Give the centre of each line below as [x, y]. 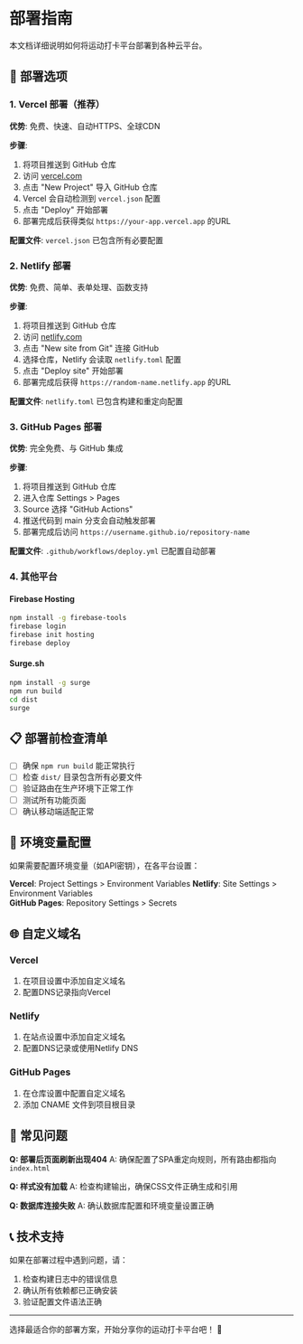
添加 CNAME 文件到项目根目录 [79, 1104]
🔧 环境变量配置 [50, 843]
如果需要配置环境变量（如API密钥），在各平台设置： [105, 866]
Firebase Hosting [42, 598]
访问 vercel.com [52, 175]
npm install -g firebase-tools [68, 618]
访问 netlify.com [52, 336]
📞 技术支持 [37, 1236]
